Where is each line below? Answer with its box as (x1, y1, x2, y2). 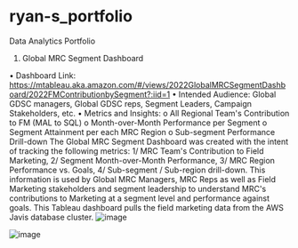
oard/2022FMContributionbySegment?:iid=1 (9, 89, 171, 100)
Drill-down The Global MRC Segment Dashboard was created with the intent (9, 136, 289, 147)
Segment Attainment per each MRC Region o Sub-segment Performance (9, 126, 276, 137)
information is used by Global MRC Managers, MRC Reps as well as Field (9, 173, 277, 184)
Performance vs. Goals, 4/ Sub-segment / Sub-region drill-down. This (9, 164, 266, 175)
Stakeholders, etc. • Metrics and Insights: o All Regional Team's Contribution (9, 108, 290, 118)
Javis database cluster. (9, 212, 94, 222)
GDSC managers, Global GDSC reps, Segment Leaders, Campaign (9, 98, 252, 108)
